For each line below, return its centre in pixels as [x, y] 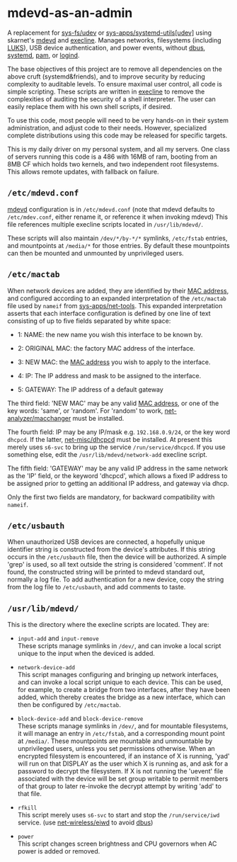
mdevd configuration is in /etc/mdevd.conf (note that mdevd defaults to [111, 209]
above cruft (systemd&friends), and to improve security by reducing [106, 76]
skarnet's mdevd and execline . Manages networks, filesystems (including [114, 40]
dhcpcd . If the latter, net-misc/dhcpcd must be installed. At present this [110, 439]
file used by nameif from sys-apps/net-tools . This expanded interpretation [115, 305]
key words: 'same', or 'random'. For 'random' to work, [85, 410]
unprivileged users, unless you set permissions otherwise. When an [116, 749]
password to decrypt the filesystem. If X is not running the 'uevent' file [120, 771]
